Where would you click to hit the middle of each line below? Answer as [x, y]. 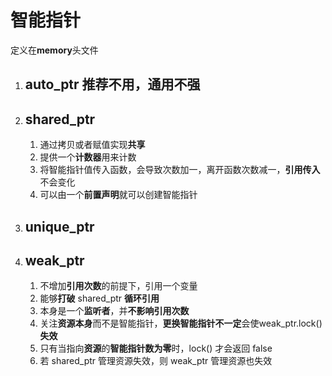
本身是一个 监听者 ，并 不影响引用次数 [114, 311]
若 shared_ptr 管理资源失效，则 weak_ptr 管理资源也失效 [156, 361]
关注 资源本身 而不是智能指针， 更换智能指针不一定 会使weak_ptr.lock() [181, 323]
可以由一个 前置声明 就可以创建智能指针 [118, 195]
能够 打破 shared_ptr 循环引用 [99, 298]
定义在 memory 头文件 [54, 50]
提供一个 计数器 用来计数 [88, 157]
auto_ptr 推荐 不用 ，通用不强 [112, 84]
